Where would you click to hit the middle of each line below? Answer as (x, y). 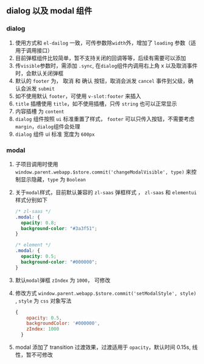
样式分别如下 (31, 200)
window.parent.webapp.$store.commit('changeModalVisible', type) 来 (103, 172)
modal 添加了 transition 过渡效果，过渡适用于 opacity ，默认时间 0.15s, (103, 347)
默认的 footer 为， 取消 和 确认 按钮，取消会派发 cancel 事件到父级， (102, 80)
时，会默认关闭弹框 (39, 73)
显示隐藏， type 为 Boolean (53, 179)
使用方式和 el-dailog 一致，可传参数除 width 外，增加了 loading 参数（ (103, 43)
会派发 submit (37, 88)
